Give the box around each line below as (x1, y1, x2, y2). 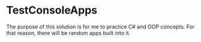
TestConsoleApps (6, 4, 98, 17)
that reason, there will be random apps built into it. (6, 29, 131, 36)
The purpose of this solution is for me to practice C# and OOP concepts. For (6, 23, 195, 30)
